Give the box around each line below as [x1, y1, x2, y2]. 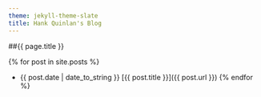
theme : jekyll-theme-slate [8, 11, 98, 20]
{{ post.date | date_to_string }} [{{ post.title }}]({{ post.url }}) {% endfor [19, 72, 254, 82]
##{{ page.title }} [8, 41, 64, 51]
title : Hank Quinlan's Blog [8, 19, 102, 27]
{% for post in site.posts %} [8, 57, 100, 67]
